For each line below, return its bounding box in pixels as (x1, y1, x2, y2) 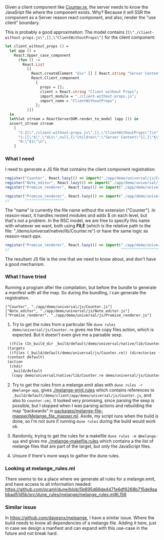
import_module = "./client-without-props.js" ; (40, 94, 137, 99)
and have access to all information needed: (5, 481, 92, 487)
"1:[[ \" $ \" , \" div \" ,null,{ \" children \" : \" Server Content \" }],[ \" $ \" (18, 134, 161, 140)
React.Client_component (31, 76, 80, 81)
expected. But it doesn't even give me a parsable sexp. (12, 332, 123, 338)
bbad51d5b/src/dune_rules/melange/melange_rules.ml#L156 (5, 492, 127, 497)
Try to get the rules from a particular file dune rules (12, 321, 116, 327)
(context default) (7, 355, 45, 360)
